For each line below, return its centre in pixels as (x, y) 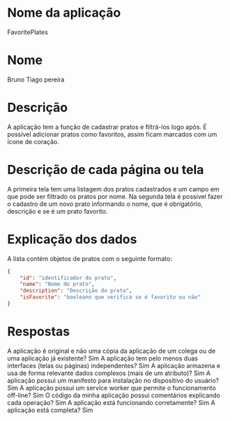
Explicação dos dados (72, 239)
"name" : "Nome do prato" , (58, 284)
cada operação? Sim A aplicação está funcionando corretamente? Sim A (111, 402)
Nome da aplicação (64, 13)
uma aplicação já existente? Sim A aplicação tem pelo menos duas (103, 358)
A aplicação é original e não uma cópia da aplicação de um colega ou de (112, 351)
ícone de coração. (33, 141)
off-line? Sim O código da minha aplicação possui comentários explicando (114, 395)
